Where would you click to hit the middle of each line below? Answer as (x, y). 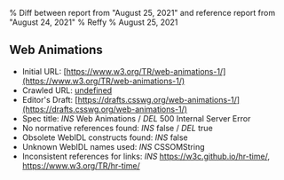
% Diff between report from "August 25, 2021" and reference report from (142, 13)
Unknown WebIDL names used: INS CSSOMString (114, 146)
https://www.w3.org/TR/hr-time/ (81, 165)
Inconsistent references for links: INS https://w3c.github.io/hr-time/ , (146, 156)
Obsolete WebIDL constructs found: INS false (105, 137)
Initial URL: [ (44, 71)
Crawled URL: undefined (67, 90)
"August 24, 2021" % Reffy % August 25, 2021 (94, 22)
